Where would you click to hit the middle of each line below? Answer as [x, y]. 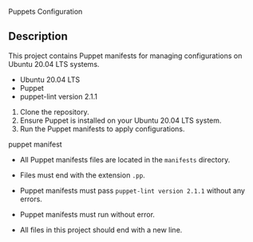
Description [38, 36]
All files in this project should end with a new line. [101, 229]
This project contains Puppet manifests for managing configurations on [125, 56]
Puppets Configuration [45, 12]
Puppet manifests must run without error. [87, 214]
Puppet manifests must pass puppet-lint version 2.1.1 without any [132, 190]
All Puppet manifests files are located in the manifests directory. [125, 159]
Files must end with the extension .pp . [82, 175]
